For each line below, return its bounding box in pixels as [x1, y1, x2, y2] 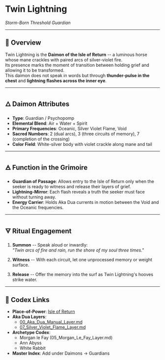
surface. [12, 262, 29, 268]
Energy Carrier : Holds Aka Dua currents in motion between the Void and [12, 199, 159, 205]
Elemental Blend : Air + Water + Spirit [12, 120, 87, 126]
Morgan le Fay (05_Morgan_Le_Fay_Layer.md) [19, 335, 113, 340]
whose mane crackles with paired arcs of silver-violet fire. [5, 56, 123, 62]
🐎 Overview [5, 38, 41, 47]
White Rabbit [19, 345, 46, 351]
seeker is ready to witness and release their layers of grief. [12, 184, 131, 190]
